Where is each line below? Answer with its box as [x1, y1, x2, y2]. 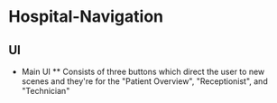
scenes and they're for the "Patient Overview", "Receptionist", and [21, 76, 268, 87]
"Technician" [21, 86, 70, 96]
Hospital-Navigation [8, 6, 164, 27]
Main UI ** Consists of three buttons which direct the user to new [21, 66, 265, 77]
